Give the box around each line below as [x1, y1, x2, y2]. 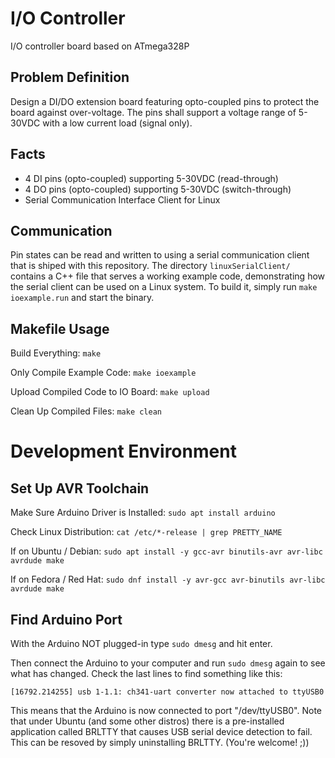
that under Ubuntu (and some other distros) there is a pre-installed [10, 715, 285, 727]
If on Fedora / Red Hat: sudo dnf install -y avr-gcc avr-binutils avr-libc [10, 573, 326, 586]
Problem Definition [10, 69, 130, 86]
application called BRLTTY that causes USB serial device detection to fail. [10, 726, 313, 737]
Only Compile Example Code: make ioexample [10, 367, 197, 379]
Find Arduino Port [10, 611, 123, 628]
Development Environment [10, 440, 237, 463]
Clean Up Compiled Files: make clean [10, 405, 162, 417]
